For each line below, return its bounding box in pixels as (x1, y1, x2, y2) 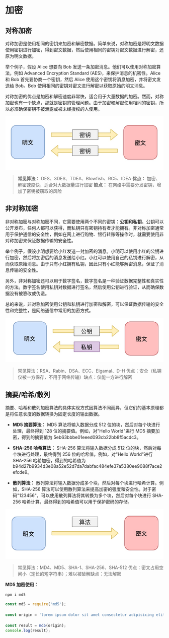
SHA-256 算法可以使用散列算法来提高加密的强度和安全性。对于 (21, 486, 152, 492)
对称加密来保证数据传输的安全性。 (5, 237, 76, 243)
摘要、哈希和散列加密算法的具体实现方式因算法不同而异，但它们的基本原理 (5, 405, 159, 411)
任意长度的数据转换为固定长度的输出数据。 (14, 411, 102, 417)
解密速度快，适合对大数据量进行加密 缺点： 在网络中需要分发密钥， (17, 182, 157, 188)
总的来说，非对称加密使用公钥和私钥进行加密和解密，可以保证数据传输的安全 (5, 301, 164, 307)
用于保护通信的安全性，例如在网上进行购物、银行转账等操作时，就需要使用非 (5, 231, 164, 237)
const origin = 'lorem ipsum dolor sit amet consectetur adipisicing (5, 612, 154, 617)
